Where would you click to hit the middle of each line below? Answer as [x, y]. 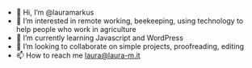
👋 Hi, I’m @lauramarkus [55, 12]
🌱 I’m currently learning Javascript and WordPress [100, 38]
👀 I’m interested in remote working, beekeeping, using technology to [130, 21]
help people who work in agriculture [76, 29]
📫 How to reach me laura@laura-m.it [78, 55]
